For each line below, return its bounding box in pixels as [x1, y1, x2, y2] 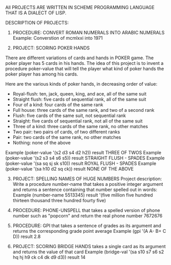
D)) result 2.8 [12, 233, 41, 239]
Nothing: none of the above [12, 140, 71, 146]
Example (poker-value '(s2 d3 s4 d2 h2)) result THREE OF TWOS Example [5, 150, 162, 155]
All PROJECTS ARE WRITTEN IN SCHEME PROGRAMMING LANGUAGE [5, 5, 155, 10]
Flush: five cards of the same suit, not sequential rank [12, 112, 126, 118]
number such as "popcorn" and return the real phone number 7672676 [12, 213, 163, 219]
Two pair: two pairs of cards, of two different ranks [12, 129, 120, 135]
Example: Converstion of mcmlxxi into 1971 [12, 35, 103, 41]
